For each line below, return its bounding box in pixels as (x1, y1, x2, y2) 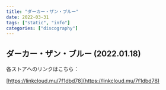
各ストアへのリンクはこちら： (6, 66, 79, 73)
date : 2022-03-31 (6, 14, 49, 20)
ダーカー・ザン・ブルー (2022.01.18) (6, 49, 141, 59)
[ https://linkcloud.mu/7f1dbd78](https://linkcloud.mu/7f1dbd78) (6, 78, 160, 85)
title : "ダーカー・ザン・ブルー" (6, 8, 79, 15)
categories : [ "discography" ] (6, 25, 78, 31)
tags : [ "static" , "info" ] (6, 20, 70, 25)
